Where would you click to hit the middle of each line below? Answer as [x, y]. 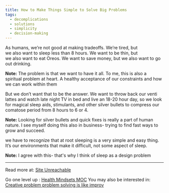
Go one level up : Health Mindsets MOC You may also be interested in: [78, 180]
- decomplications [29, 19]
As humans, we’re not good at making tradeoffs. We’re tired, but [71, 48]
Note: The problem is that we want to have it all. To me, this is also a [76, 73]
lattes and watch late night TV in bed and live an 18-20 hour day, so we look [84, 99]
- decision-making [29, 33]
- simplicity [23, 29]
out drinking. [18, 64]
